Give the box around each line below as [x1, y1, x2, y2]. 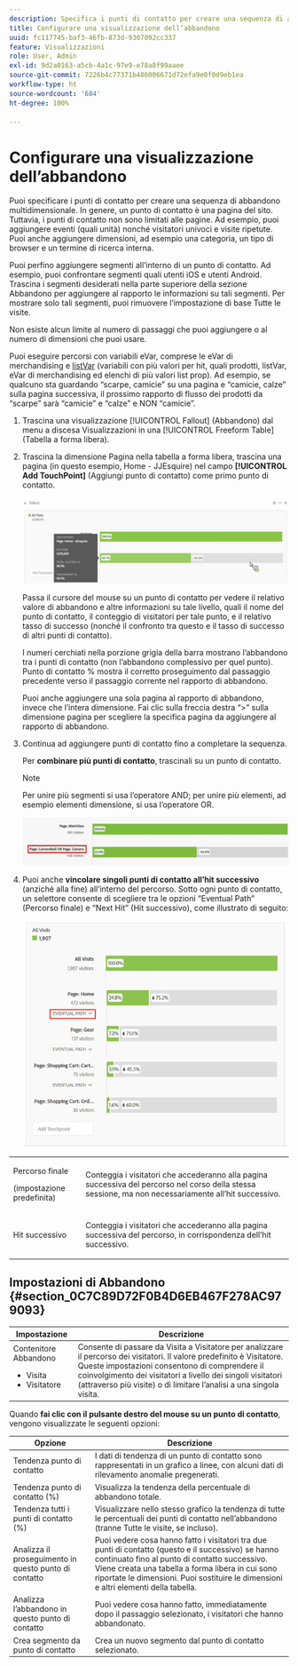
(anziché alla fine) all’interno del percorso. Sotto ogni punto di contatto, [21, 884, 283, 894]
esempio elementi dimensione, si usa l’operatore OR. [21, 799, 215, 810]
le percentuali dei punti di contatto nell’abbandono [94, 1512, 278, 1523]
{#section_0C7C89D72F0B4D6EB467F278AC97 [9, 1289, 282, 1304]
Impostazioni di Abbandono [9, 1274, 166, 1289]
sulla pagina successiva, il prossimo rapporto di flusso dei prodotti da [9, 389, 263, 400]
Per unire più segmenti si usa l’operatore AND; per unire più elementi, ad [21, 789, 286, 800]
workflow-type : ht [9, 80, 77, 89]
